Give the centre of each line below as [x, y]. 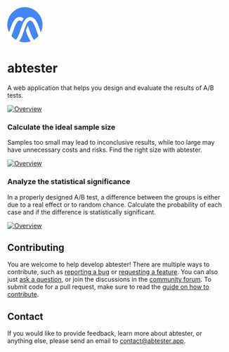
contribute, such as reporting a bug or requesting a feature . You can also [113, 272]
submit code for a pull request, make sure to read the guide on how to [108, 287]
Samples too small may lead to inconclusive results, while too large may [111, 143]
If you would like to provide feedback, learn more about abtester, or [105, 334]
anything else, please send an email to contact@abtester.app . [97, 341]
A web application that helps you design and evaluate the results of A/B [111, 88]
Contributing [36, 248]
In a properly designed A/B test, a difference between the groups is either [114, 197]
